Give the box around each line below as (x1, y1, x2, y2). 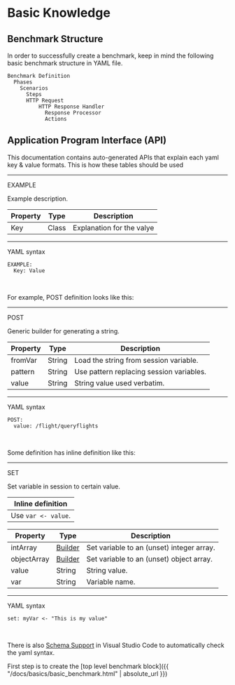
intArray (10, 543, 37, 552)
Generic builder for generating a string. (7, 326, 120, 335)
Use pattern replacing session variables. (74, 366, 206, 376)
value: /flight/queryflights (13, 423, 99, 430)
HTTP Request (25, 97, 64, 104)
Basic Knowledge (7, 5, 111, 21)
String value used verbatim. (74, 378, 165, 387)
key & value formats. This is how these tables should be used (7, 160, 184, 169)
